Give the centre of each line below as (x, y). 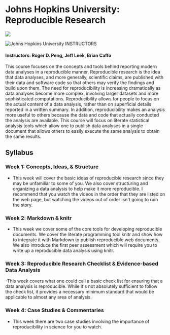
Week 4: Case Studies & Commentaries (55, 310)
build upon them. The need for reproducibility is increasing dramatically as (83, 88)
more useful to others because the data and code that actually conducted (82, 115)
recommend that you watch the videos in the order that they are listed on (89, 194)
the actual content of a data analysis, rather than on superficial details (78, 104)
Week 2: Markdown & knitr (39, 218)
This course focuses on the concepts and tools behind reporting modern (81, 66)
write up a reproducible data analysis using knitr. (63, 251)
